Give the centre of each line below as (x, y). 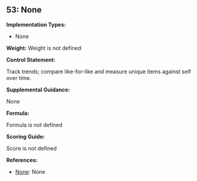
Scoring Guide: (26, 136)
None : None (30, 171)
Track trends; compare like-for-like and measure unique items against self (99, 71)
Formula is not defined (34, 125)
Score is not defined (32, 148)
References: (22, 160)
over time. (19, 77)
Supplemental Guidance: (38, 90)
